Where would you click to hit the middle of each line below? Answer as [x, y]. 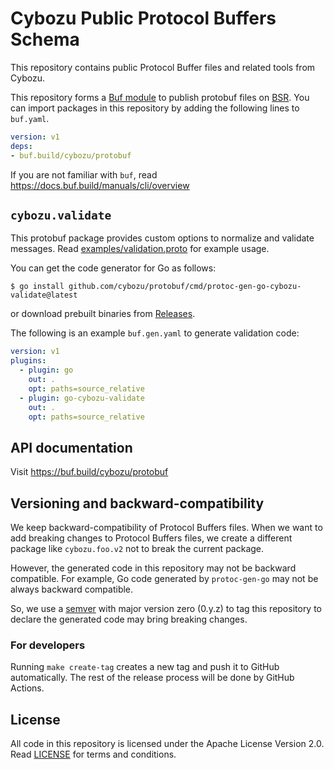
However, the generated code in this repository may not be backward [153, 568]
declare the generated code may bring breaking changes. [129, 619]
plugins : [28, 361]
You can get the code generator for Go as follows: [113, 268]
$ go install [37, 287]
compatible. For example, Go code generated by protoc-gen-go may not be [164, 578]
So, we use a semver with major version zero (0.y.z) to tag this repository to [166, 608]
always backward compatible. [72, 589]
